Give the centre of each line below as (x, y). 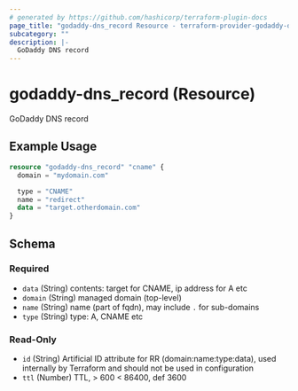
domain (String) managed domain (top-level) (102, 297)
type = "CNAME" (45, 192)
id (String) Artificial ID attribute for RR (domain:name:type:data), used (149, 359)
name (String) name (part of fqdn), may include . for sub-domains (141, 307)
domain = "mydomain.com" (63, 175)
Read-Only (33, 340)
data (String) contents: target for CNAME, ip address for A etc (135, 288)
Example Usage (53, 147)
